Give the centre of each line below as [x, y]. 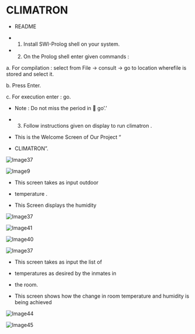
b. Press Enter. [24, 85]
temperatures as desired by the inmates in [65, 273]
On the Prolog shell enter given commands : [76, 56]
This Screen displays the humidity [55, 205]
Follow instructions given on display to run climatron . [88, 125]
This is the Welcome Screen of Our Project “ [68, 137]
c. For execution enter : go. [39, 97]
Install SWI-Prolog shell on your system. [71, 44]
